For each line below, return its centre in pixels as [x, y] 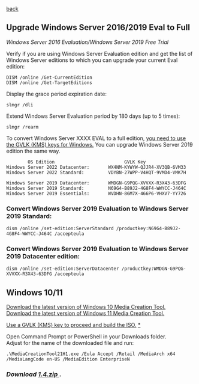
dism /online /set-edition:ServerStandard [60, 229]
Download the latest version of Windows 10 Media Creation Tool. [86, 307]
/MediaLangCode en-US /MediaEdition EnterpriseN [68, 359]
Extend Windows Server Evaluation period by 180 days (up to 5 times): [93, 116]
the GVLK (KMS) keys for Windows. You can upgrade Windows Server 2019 [99, 144]
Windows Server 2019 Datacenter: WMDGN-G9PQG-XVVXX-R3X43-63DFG [96, 183]
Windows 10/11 [34, 292]
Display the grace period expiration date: [56, 94]
